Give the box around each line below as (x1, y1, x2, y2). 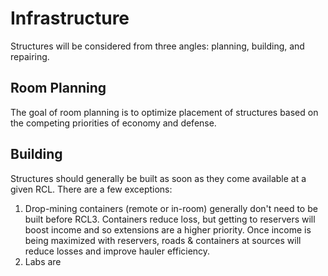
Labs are (24, 255, 62, 267)
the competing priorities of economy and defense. (10, 117, 217, 129)
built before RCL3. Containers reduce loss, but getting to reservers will (24, 213, 316, 225)
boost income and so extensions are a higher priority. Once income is (24, 223, 312, 236)
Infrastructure (10, 7, 130, 30)
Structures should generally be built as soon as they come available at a (10, 172, 307, 184)
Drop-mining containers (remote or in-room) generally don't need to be (24, 202, 318, 214)
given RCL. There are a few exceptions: (10, 183, 173, 195)
